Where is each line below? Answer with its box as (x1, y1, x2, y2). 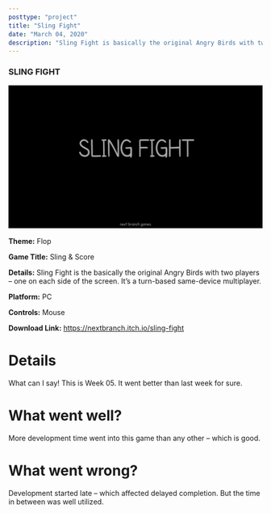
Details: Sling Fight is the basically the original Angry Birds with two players (8, 267, 260, 278)
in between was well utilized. (8, 497, 104, 507)
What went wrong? (8, 461, 139, 480)
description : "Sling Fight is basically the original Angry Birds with (8, 39, 254, 47)
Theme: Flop (8, 237, 52, 246)
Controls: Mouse (8, 308, 65, 317)
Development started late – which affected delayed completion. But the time (8, 488, 261, 498)
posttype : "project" (8, 13, 78, 21)
